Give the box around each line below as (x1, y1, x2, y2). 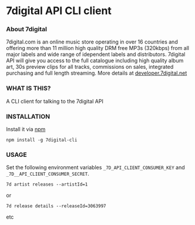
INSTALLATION (6, 112, 51, 120)
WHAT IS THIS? (6, 84, 51, 92)
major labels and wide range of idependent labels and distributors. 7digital (6, 51, 186, 58)
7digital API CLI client (6, 4, 112, 18)
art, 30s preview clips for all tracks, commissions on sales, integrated (6, 63, 174, 70)
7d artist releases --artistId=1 (6, 182, 88, 187)
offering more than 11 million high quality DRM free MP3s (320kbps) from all (6, 45, 190, 52)
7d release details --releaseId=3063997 (6, 203, 107, 209)
